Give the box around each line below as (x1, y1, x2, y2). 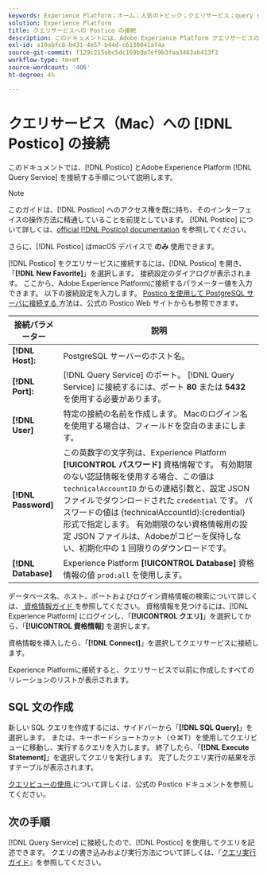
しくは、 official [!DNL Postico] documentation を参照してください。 (29, 224, 251, 234)
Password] (12, 499, 54, 510)
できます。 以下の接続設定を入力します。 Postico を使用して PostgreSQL (8, 288, 246, 298)
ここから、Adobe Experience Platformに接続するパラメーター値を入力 (23, 278, 253, 287)
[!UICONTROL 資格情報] (25, 621, 105, 630)
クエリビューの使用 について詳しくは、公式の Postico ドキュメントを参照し (8, 779, 254, 789)
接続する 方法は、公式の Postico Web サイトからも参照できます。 (29, 298, 243, 307)
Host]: (12, 355, 37, 366)
